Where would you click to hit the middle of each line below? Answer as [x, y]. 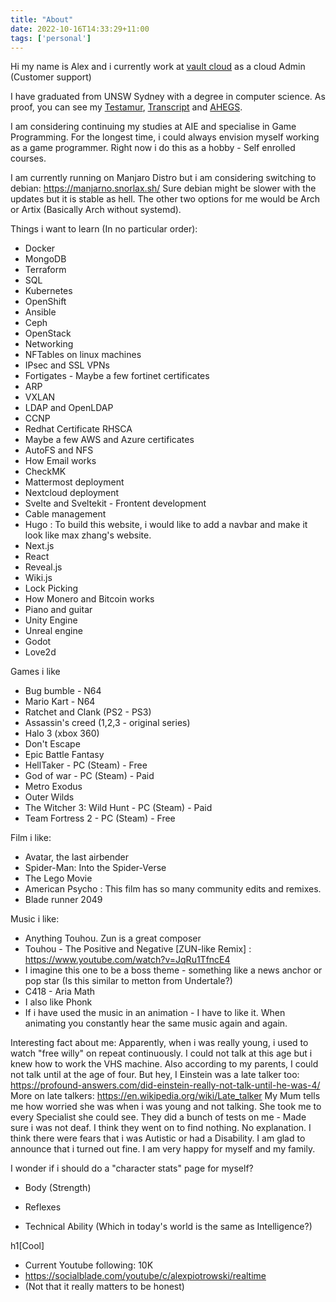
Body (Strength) [58, 1188]
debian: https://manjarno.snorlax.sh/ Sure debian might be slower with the [163, 188]
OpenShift [45, 302]
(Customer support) [51, 77]
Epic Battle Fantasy [64, 755]
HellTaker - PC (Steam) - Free [86, 765]
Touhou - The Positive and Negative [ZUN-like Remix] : [138, 949]
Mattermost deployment [74, 482]
